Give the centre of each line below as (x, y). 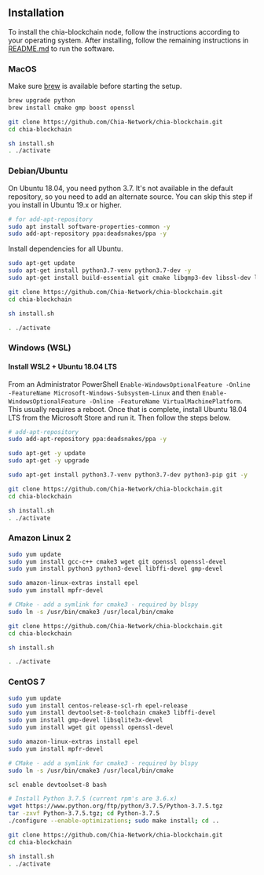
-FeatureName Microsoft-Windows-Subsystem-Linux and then (104, 392)
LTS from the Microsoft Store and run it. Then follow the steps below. (119, 417)
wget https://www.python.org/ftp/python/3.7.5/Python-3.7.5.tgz (115, 806)
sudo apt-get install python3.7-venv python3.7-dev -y (100, 270)
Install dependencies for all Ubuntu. (66, 249)
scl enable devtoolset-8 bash (58, 785)
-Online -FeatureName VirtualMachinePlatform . (166, 401)
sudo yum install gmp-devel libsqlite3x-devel (86, 720)
